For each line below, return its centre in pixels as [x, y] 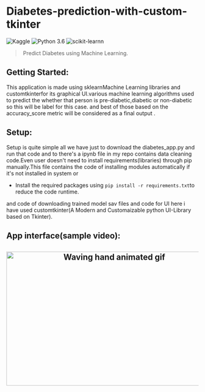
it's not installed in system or [42, 173]
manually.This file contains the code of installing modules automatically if [98, 167]
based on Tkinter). [30, 216]
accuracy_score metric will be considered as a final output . [81, 113]
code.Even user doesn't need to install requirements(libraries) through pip [99, 160]
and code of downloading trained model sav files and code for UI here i [96, 203]
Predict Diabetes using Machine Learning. [75, 53]
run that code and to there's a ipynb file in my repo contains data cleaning [99, 154]
